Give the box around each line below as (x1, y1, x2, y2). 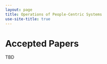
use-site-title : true (5, 16, 51, 21)
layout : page (5, 7, 33, 12)
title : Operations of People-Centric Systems (5, 12, 102, 17)
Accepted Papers (5, 38, 79, 49)
